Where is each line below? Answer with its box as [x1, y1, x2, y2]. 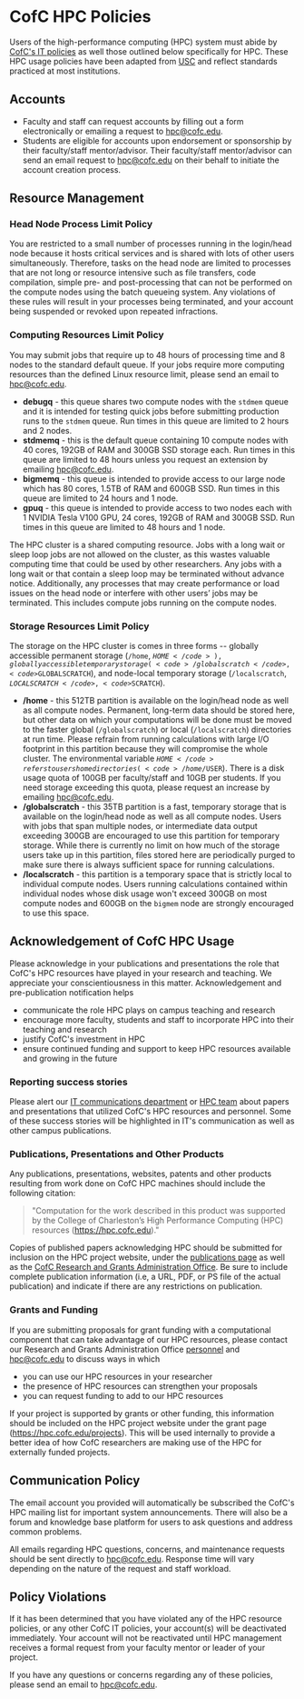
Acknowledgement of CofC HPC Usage [9, 934, 235, 949]
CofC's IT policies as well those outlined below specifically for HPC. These [9, 45, 289, 56]
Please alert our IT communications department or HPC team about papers [9, 1096, 289, 1107]
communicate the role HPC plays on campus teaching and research [22, 1004, 276, 1015]
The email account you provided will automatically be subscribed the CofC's [9, 1497, 295, 1508]
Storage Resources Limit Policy [9, 620, 150, 633]
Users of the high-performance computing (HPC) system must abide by [9, 36, 278, 47]
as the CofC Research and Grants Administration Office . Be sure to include [9, 1262, 289, 1273]
